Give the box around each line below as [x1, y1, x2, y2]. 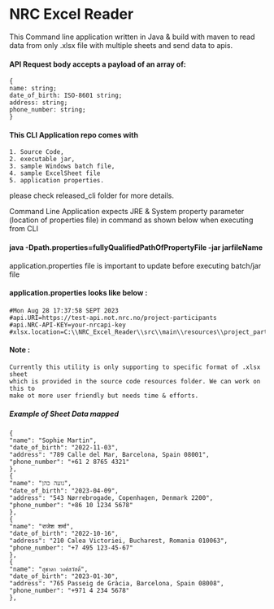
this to [9, 384, 36, 392]
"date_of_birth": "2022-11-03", [9, 443, 119, 452]
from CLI [9, 224, 39, 234]
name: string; [9, 85, 58, 93]
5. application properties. [9, 177, 105, 185]
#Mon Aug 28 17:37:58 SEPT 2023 [9, 306, 119, 314]
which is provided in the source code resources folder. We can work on [9, 377, 261, 385]
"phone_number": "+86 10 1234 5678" [9, 501, 133, 509]
